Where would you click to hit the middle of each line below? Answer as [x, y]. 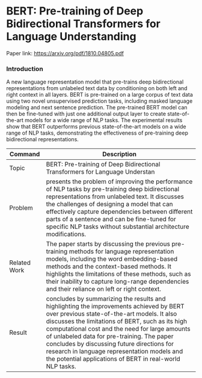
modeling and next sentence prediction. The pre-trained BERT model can [97, 108]
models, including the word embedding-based [112, 259]
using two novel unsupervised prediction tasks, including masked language [99, 101]
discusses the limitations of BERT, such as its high [117, 322]
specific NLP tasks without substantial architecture [118, 227]
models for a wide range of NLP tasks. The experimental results [104, 120]
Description [119, 154]
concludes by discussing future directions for [110, 344]
